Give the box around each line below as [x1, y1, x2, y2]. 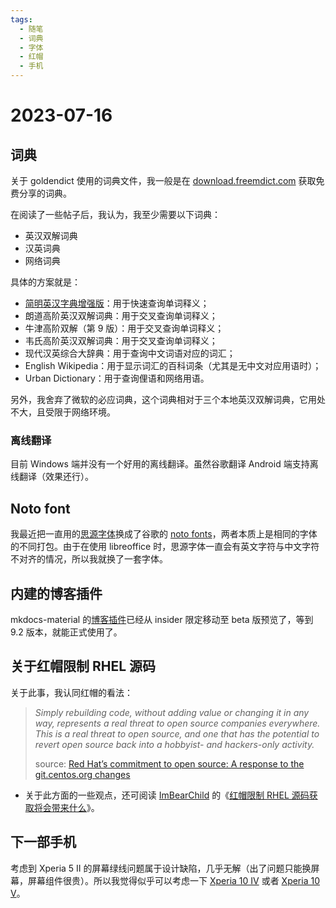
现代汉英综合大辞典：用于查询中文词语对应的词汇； [24, 347, 236, 359]
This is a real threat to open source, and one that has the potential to [34, 727, 320, 740]
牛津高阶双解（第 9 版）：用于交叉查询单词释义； [24, 322, 225, 334]
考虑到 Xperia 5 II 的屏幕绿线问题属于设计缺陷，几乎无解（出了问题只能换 [10, 862, 312, 874]
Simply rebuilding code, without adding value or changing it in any [34, 706, 310, 718]
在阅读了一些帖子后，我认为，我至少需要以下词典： [10, 209, 221, 220]
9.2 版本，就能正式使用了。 [10, 626, 123, 638]
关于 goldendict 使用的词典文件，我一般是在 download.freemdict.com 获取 [10, 175, 317, 186]
